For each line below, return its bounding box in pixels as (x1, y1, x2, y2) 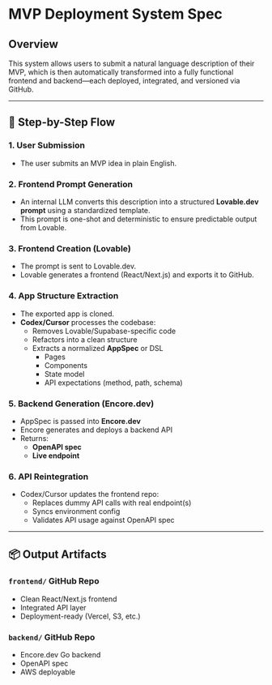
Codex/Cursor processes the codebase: (19, 317, 156, 327)
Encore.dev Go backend (19, 650, 101, 660)
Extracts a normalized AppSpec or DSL (32, 343, 164, 353)
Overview (8, 37, 59, 51)
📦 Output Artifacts (8, 547, 107, 561)
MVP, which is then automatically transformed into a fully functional (8, 67, 234, 77)
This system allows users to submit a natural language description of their (8, 58, 255, 68)
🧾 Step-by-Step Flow (8, 115, 116, 130)
